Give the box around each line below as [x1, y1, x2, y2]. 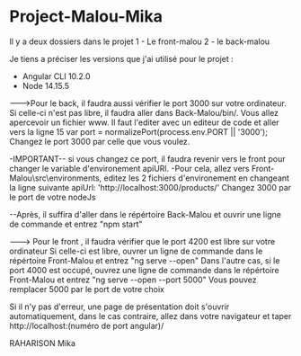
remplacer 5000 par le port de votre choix [9, 283, 164, 294]
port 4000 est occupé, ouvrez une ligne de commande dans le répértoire [9, 264, 280, 275]
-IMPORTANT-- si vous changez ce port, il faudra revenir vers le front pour [9, 153, 286, 164]
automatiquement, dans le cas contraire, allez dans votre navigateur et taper [9, 310, 292, 321]
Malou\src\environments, [9, 173, 102, 183]
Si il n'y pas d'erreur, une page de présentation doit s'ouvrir [9, 301, 230, 312]
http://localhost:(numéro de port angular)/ [9, 320, 164, 331]
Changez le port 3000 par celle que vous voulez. [9, 136, 190, 147]
